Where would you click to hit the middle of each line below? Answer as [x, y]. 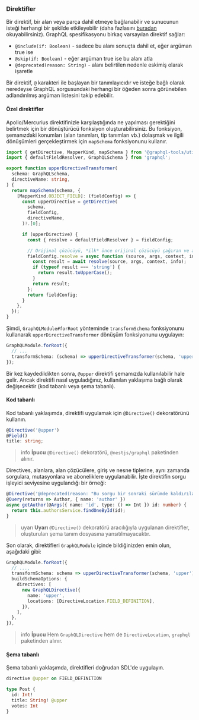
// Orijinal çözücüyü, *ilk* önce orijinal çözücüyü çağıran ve [108, 251]
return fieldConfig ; [53, 295]
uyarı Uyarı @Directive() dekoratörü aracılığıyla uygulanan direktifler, [105, 527]
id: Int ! [22, 695]
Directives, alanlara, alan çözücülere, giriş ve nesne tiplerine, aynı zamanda [98, 470]
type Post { [21, 689]
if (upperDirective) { [50, 234]
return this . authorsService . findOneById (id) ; [69, 510]
